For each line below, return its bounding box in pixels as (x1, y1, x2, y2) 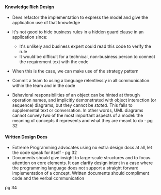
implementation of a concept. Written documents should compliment (12, 170, 149, 176)
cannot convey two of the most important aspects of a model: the (12, 112, 143, 118)
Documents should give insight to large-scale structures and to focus (12, 155, 151, 161)
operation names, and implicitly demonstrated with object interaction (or (12, 97, 157, 103)
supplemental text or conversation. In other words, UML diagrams (12, 108, 144, 113)
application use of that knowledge (12, 20, 80, 26)
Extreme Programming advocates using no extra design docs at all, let (12, 145, 153, 151)
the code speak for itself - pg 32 (12, 150, 77, 155)
